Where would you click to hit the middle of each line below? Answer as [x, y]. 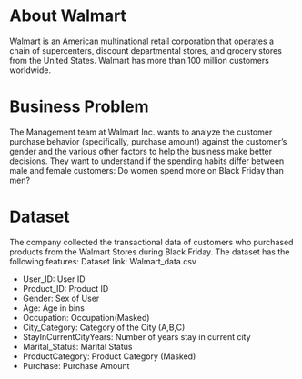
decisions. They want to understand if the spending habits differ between [147, 161]
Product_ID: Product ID [65, 288]
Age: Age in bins [53, 308]
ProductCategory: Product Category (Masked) [109, 356]
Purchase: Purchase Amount [76, 365]
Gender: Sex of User [61, 298]
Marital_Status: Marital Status [77, 346]
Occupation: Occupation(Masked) [86, 317]
